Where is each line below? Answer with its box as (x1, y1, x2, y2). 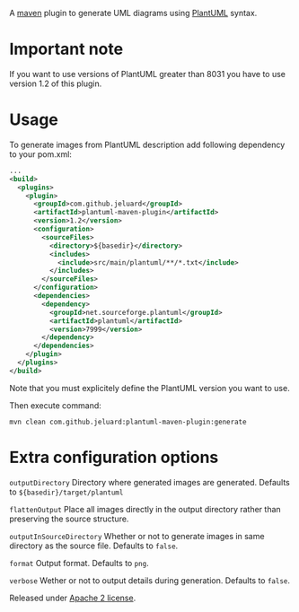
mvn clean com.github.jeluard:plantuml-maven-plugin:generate (9, 417, 247, 426)
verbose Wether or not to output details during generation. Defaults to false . (9, 574, 290, 586)
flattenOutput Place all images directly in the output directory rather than (9, 503, 281, 514)
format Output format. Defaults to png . (9, 557, 150, 568)
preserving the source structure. (9, 513, 129, 524)
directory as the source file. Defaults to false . (9, 540, 179, 551)
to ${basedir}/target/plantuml (9, 486, 124, 497)
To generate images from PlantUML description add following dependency (9, 139, 286, 150)
